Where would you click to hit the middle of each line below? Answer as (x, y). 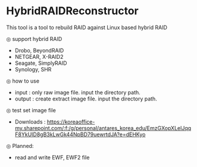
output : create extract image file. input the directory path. (86, 99)
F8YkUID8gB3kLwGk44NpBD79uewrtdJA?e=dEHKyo (80, 134)
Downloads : (30, 122)
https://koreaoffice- (71, 122)
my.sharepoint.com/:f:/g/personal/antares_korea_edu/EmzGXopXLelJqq (103, 128)
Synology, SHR (33, 69)
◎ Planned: (20, 146)
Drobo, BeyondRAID (39, 50)
